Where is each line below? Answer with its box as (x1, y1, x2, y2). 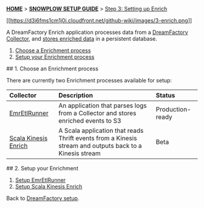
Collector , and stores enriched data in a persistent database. (6, 35, 158, 42)
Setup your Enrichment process (15, 53, 95, 60)
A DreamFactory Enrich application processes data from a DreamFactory (6, 29, 188, 36)
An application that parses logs (58, 101, 147, 110)
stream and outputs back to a (58, 142, 142, 150)
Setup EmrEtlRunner (15, 176, 66, 184)
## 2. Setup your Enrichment (6, 165, 79, 172)
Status (155, 91, 175, 99)
